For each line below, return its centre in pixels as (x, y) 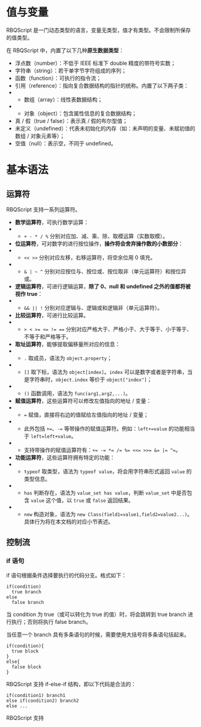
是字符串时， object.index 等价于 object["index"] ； (88, 379)
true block (25, 651)
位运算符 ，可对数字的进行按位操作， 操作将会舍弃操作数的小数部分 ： (99, 243)
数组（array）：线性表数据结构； (63, 99)
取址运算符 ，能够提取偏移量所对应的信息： (67, 344)
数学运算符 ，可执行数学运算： (52, 222)
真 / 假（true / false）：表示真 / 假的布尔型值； (71, 121)
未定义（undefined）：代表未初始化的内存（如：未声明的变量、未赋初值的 (105, 128)
